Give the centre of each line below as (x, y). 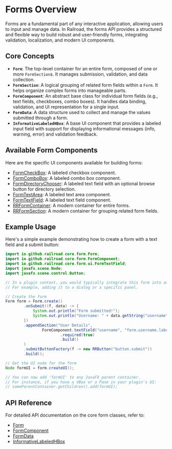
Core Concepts (30, 56)
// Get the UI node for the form (41, 363)
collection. (24, 79)
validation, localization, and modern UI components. (60, 40)
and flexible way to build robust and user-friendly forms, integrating (77, 34)
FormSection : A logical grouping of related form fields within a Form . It (85, 85)
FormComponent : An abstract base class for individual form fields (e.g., (85, 96)
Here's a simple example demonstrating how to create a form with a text (81, 239)
